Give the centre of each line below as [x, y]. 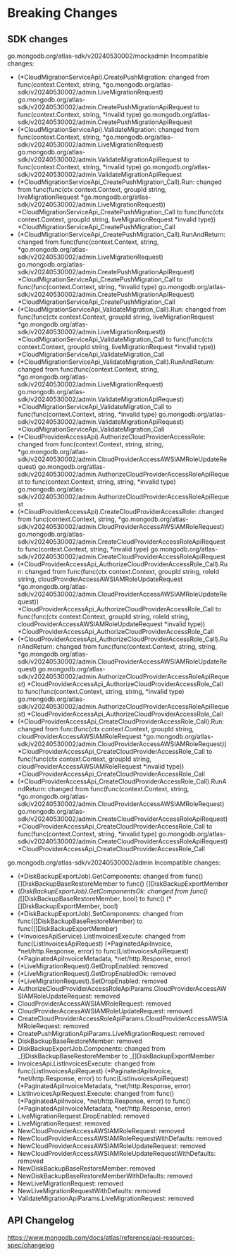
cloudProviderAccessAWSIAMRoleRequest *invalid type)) [101, 766]
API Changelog [41, 1220]
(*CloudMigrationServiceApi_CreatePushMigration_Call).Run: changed [119, 182]
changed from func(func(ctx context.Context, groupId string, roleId [122, 572]
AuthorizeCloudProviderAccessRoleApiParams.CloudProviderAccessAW [122, 988]
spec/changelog [31, 1245]
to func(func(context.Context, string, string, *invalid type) [101, 691]
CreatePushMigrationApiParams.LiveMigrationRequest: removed [111, 1034]
